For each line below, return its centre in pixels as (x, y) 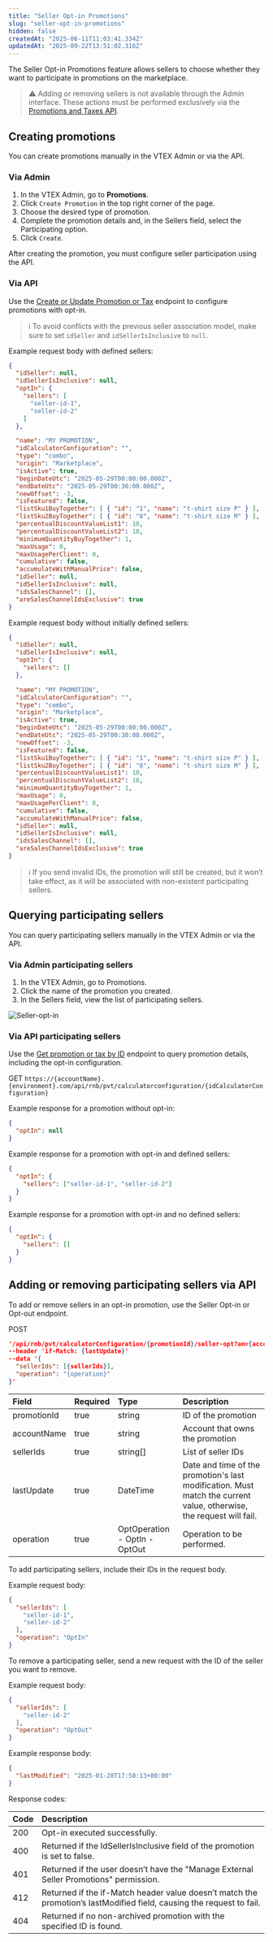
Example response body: (50, 1753)
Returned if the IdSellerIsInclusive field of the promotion (148, 1845)
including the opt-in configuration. (66, 1063)
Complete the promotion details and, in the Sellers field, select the (131, 221)
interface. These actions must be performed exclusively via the (134, 102)
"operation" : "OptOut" (54, 1730)
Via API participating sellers (65, 1036)
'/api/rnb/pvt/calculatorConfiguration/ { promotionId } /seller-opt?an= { (130, 1344)
